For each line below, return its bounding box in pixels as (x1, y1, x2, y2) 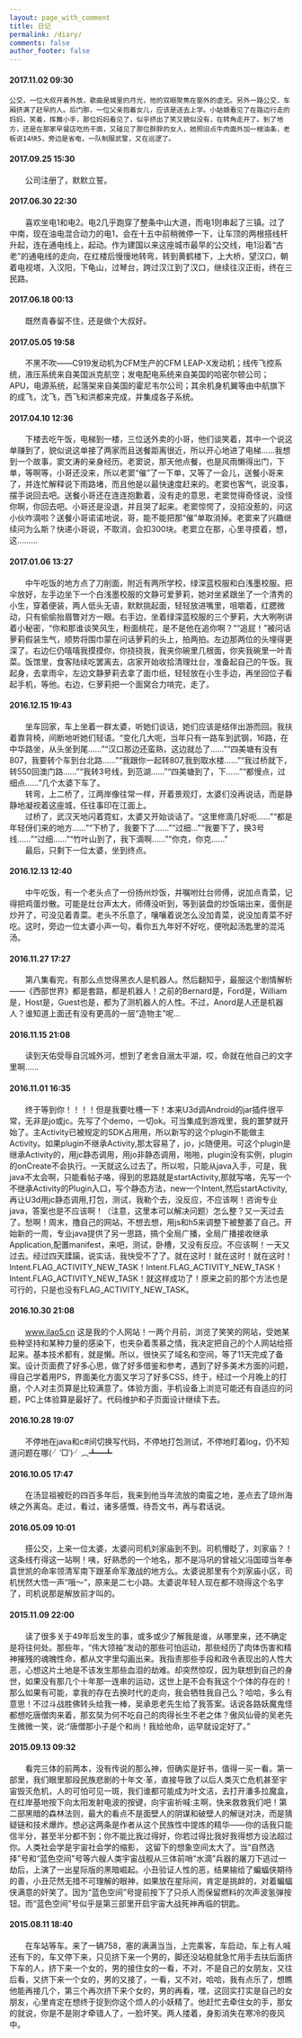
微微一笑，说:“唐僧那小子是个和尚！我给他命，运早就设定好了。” (16, 1720, 251, 1731)
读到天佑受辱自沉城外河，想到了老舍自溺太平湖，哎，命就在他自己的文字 (24, 1051, 293, 1061)
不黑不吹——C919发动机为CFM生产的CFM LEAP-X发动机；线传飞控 (24, 357, 275, 369)
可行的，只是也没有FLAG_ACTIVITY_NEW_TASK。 (9, 1284, 194, 1294)
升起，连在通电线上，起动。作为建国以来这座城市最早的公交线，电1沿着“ (9, 239, 276, 250)
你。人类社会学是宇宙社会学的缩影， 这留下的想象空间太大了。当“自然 (9, 1842, 268, 1853)
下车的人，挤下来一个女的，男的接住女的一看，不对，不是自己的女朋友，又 (9, 1962, 285, 1973)
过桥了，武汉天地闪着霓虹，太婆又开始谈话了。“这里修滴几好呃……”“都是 (24, 811, 293, 822)
